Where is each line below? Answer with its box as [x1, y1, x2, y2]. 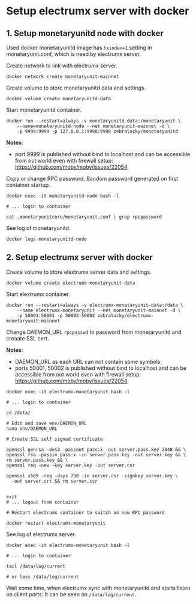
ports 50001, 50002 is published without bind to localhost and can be [14, 364, 187, 372]
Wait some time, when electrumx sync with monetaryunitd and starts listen [6, 584, 191, 591]
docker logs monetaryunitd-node [6, 236, 87, 242]
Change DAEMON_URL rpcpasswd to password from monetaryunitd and [6, 328, 182, 336]
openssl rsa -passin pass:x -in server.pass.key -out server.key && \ [6, 451, 186, 458]
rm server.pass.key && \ [6, 457, 68, 463]
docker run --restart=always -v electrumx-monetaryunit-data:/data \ [6, 302, 184, 308]
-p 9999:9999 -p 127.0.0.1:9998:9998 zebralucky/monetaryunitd [17, 128, 179, 134]
